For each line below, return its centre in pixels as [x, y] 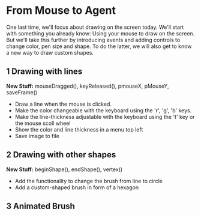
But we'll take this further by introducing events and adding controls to [93, 40]
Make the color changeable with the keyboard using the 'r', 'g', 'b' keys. [103, 110]
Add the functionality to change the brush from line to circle [89, 181]
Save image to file [37, 136]
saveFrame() [22, 92]
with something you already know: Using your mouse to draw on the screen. [100, 33]
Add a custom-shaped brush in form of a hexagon [77, 187]
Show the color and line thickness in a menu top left [79, 129]
